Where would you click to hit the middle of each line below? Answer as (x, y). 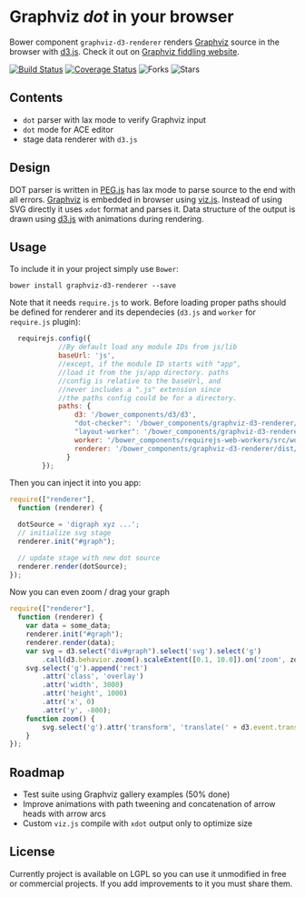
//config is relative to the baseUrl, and (139, 381)
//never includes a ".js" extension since (139, 389)
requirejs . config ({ (54, 338)
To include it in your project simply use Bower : (94, 269)
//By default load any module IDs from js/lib (148, 348)
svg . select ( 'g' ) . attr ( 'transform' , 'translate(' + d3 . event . (160, 727)
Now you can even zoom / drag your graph (90, 592)
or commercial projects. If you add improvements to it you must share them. (151, 883)
